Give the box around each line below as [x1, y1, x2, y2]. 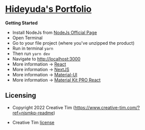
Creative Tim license [12, 119, 55, 125]
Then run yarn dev [12, 51, 51, 57]
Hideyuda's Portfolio [5, 3, 92, 15]
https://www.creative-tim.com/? [74, 104, 140, 110]
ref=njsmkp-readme [12, 110, 54, 116]
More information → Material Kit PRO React [12, 77, 101, 83]
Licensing [5, 91, 36, 100]
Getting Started [5, 20, 38, 26]
